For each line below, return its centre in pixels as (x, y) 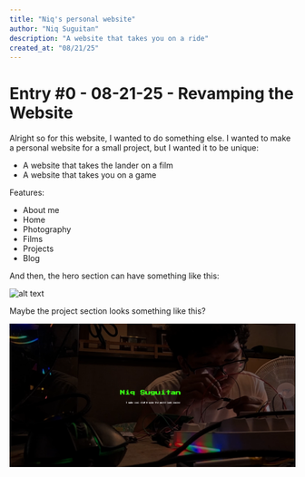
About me (41, 210)
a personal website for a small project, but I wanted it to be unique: (134, 148)
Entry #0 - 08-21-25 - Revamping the (152, 94)
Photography (47, 229)
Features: (27, 193)
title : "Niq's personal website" (73, 19)
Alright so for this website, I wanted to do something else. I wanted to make (150, 138)
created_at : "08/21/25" (54, 48)
